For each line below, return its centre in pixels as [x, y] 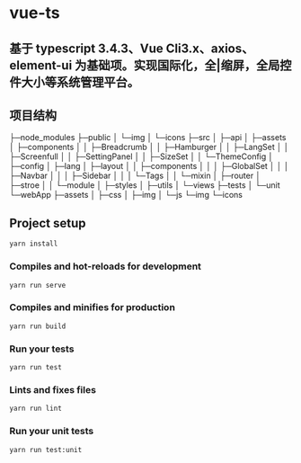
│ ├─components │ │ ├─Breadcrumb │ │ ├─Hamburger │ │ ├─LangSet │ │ [149, 147]
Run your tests [42, 349]
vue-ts [35, 13]
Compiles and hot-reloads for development [106, 266]
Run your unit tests [52, 432]
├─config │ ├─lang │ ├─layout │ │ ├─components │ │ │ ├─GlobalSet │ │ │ [149, 166]
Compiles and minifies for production [92, 307]
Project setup [48, 223]
